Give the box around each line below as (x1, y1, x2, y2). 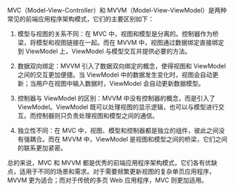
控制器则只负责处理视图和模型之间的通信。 (36, 112, 159, 120)
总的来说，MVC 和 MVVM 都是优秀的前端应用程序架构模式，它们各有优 (7, 159, 212, 167)
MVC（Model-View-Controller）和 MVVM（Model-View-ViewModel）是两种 (7, 6, 227, 14)
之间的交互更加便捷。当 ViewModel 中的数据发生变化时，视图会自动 (17, 70, 213, 79)
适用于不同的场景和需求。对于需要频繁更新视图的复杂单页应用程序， (19, 167, 215, 176)
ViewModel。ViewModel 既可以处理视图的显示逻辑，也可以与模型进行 (17, 103, 219, 111)
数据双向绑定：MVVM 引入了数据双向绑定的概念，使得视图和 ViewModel (17, 62, 226, 70)
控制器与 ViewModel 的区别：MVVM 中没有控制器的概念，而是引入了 (17, 94, 216, 102)
